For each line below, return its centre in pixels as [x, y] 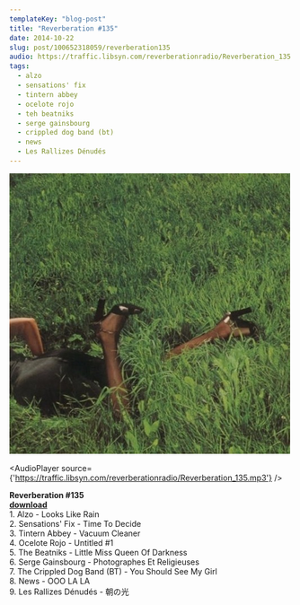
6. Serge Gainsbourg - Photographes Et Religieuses [105, 562]
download [28, 504]
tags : [19, 66]
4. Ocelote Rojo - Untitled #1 [62, 542]
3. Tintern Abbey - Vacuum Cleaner [75, 533]
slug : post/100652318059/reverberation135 [90, 48]
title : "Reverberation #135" [64, 28]
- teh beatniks [46, 114]
